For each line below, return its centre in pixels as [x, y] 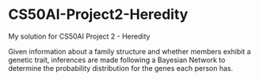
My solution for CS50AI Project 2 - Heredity [79, 36]
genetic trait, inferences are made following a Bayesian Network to [117, 60]
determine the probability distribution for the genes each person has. [121, 68]
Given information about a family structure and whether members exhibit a [129, 51]
